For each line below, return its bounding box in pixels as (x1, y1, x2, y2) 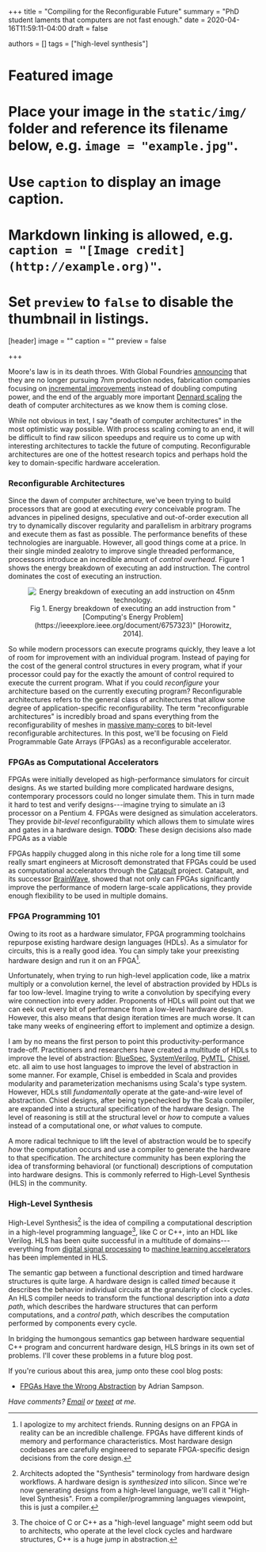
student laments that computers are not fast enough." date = (8, 15, 206, 25)
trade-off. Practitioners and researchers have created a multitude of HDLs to (8, 1045, 257, 1055)
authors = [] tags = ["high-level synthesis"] (8, 39, 149, 48)
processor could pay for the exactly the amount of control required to (8, 669, 234, 679)
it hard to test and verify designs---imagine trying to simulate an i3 (8, 800, 226, 809)
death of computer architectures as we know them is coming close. (8, 400, 228, 410)
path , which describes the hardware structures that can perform (8, 1302, 218, 1311)
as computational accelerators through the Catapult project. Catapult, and (8, 866, 249, 875)
